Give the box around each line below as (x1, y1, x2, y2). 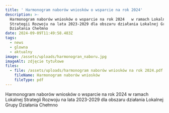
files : (5, 63, 19, 68)
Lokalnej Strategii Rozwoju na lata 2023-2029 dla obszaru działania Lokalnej (5, 96, 163, 102)
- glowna (10, 45, 28, 50)
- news (10, 40, 24, 45)
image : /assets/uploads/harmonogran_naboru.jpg (5, 54, 107, 59)
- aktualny (10, 49, 33, 54)
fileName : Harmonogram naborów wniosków (14, 73, 100, 78)
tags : (5, 36, 17, 41)
